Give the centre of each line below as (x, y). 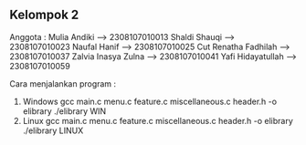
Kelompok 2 (44, 15)
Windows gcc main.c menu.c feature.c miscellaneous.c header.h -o (149, 101)
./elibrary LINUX (53, 130)
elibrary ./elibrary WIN (64, 111)
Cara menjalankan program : (63, 83)
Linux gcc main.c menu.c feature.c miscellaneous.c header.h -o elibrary (158, 120)
